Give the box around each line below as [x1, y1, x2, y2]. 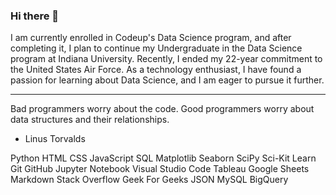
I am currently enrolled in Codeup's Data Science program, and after [10, 32, 292, 44]
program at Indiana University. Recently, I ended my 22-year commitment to [10, 53, 323, 65]
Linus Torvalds [24, 133, 86, 145]
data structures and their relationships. [10, 114, 170, 126]
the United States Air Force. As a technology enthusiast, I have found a [10, 64, 302, 76]
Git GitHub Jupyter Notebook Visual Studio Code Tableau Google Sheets [10, 163, 310, 175]
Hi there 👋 [10, 9, 60, 23]
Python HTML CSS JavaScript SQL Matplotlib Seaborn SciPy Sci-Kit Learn [10, 152, 317, 164]
